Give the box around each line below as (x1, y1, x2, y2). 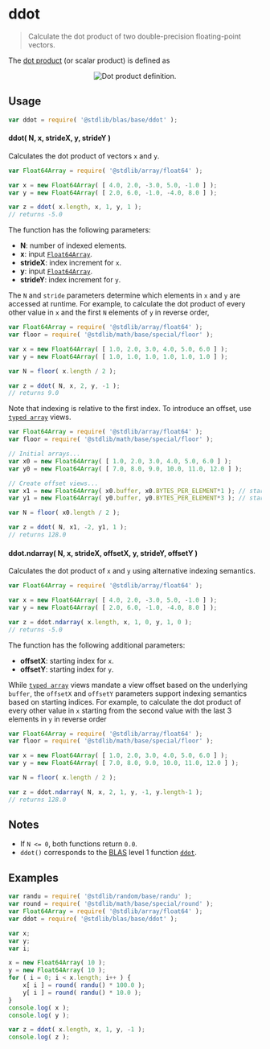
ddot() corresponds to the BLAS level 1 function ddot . (19, 848, 197, 858)
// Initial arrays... (8, 450, 81, 459)
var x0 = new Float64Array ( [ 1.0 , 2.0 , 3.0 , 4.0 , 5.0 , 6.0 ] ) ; (8, 457, 232, 465)
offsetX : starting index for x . (19, 656, 114, 665)
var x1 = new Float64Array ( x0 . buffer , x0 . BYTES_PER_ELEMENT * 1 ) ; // (8, 487, 247, 495)
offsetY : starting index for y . (19, 664, 114, 674)
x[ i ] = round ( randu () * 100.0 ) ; (22, 981, 146, 989)
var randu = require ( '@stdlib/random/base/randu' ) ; (8, 892, 193, 901)
